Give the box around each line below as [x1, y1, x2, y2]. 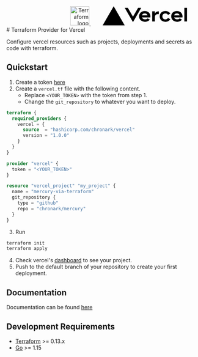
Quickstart [6, 62, 48, 73]
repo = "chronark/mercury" [17, 205, 86, 212]
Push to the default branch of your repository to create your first [15, 263, 177, 271]
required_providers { [12, 116, 67, 122]
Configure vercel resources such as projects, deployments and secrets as [6, 38, 193, 45]
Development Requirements [6, 321, 115, 332]
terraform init [6, 240, 45, 246]
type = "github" [17, 200, 59, 207]
